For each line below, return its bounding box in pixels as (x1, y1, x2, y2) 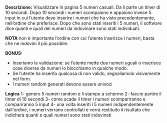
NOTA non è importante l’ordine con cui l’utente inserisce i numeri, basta (5, 35, 155, 41)
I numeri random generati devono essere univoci (12, 81, 112, 87)
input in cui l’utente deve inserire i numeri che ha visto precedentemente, (5, 15, 155, 20)
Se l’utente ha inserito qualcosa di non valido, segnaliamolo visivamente (12, 70, 161, 76)
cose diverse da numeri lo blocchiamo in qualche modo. (12, 65, 128, 71)
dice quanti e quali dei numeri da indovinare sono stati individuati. (5, 25, 140, 31)
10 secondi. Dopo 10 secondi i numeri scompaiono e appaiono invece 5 (5, 9, 151, 15)
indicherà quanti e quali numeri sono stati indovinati (5, 112, 111, 118)
